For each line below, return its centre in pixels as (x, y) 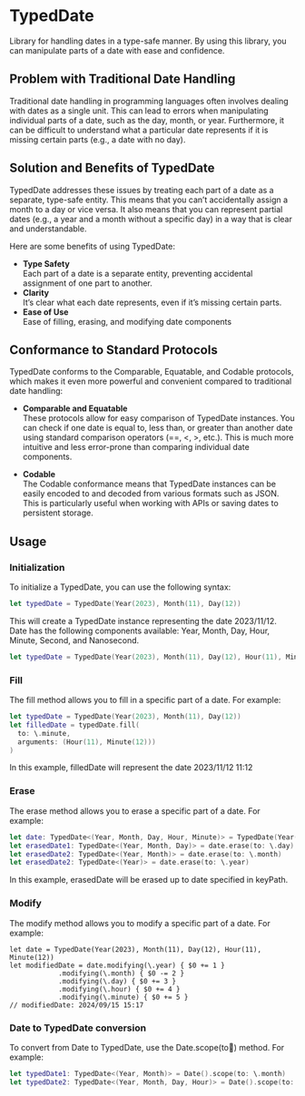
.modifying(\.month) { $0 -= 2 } (121, 973)
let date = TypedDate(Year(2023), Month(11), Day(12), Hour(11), (135, 949)
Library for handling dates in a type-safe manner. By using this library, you (148, 41)
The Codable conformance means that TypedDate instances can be (149, 484)
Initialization (37, 567)
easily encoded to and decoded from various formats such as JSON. (151, 494)
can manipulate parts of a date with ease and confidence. (117, 50)
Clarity (36, 292)
